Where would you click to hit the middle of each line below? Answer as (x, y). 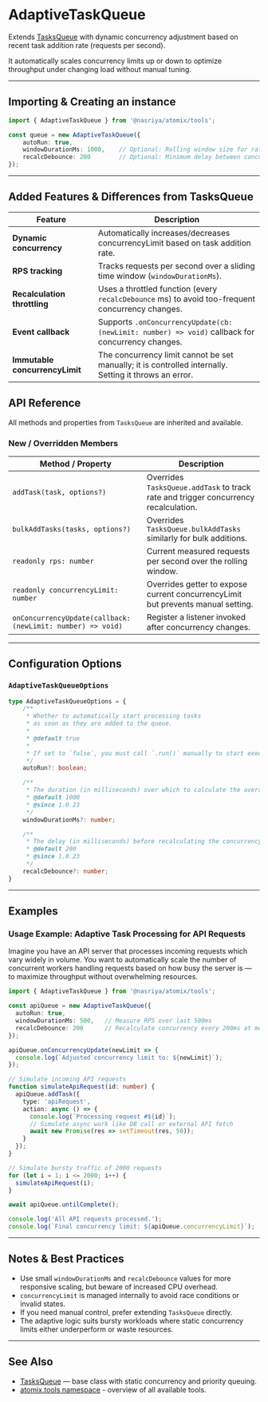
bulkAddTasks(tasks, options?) (72, 529)
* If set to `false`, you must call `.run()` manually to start (135, 753)
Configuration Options (65, 664)
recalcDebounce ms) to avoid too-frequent (177, 299)
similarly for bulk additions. (197, 538)
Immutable (33, 360)
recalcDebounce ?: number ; (66, 871)
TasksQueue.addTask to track (199, 487)
